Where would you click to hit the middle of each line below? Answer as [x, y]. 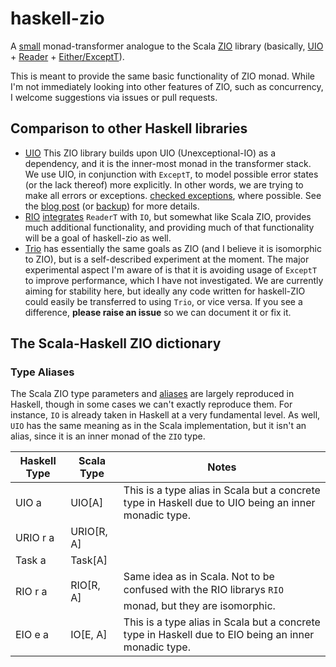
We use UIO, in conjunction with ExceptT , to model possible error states [171, 174]
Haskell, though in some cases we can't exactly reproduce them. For [151, 404]
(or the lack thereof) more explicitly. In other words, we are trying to [164, 184]
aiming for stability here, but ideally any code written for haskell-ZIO [165, 291]
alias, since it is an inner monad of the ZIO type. [108, 436]
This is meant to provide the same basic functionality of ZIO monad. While [162, 76]
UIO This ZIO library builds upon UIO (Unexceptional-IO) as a [150, 153]
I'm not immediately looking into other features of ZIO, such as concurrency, [167, 86]
